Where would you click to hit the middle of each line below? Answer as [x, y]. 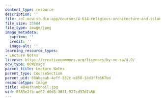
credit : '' [21, 42]
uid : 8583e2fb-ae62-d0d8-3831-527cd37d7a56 [50, 92]
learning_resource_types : [31, 51]
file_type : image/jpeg [28, 28]
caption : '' [22, 37]
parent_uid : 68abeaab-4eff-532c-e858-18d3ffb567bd [58, 78]
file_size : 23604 [23, 23]
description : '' [22, 14]
